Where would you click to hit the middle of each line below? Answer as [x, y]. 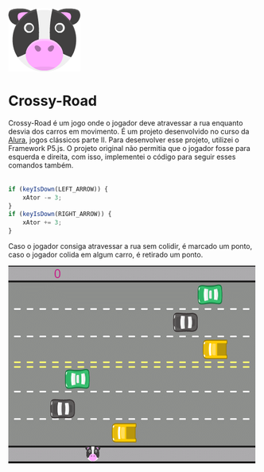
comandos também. [41, 165]
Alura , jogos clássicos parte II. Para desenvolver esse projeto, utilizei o [124, 140]
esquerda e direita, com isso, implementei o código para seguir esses [122, 157]
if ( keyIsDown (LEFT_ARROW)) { [58, 189]
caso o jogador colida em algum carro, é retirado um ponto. [106, 255]
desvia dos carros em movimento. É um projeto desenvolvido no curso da [129, 131]
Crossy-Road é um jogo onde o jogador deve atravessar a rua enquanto [126, 122]
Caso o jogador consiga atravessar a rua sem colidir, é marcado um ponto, [130, 246]
